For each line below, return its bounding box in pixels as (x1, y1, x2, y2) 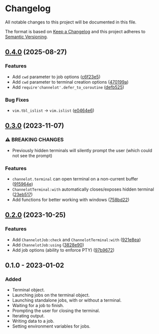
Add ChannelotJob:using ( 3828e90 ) (12, 242, 84, 247)
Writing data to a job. (12, 318, 55, 324)
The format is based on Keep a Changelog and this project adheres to (5, 28, 146, 34)
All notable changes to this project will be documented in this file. (5, 19, 137, 25)
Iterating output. (12, 313, 45, 319)
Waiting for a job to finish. (12, 303, 65, 309)
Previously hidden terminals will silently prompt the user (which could (12, 147, 153, 153)
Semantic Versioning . (5, 34, 48, 40)
